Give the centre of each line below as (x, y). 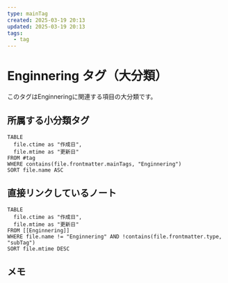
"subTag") (22, 243)
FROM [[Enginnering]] (39, 230)
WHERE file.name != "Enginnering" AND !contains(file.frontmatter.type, (115, 236)
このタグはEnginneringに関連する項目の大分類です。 (82, 97)
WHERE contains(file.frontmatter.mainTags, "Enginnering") (95, 164)
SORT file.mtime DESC (39, 249)
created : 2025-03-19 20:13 (46, 20)
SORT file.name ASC (35, 170)
